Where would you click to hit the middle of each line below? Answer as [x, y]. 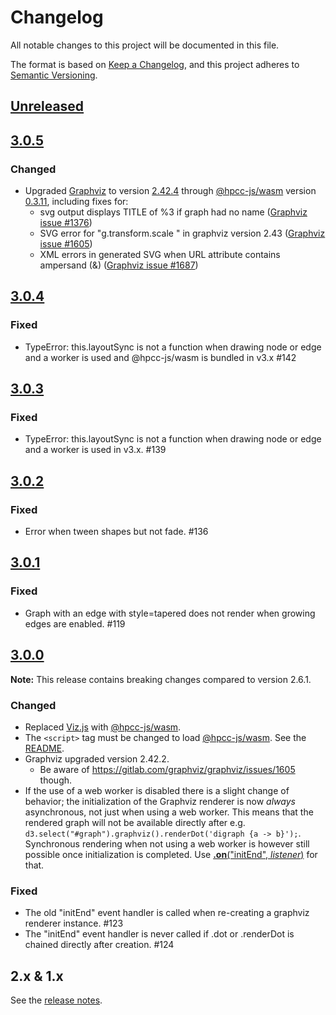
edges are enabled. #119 [75, 623]
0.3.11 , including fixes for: [76, 202]
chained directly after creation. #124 [99, 945]
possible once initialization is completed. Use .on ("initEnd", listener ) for [171, 854]
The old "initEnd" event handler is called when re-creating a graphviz [167, 913]
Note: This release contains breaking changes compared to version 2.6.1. [161, 679]
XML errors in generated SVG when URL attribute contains [160, 255]
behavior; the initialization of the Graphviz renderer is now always [160, 801]
